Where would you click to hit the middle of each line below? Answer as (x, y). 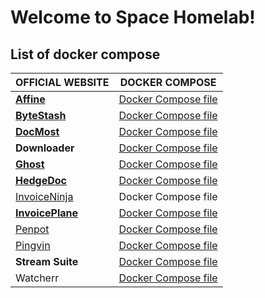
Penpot (32, 229)
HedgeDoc (41, 180)
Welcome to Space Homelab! (133, 17)
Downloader (45, 148)
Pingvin (33, 245)
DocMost (37, 131)
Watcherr (37, 278)
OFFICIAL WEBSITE (62, 82)
